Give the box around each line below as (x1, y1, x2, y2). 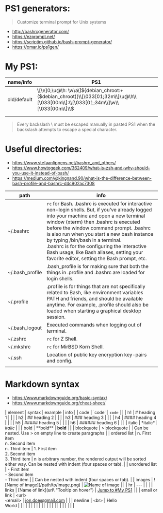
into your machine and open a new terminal (47, 212, 146, 219)
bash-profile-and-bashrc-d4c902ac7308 (12, 180, 95, 186)
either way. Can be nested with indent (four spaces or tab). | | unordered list (5, 461, 157, 467)
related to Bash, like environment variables (47, 289, 144, 296)
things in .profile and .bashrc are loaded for (47, 269, 145, 276)
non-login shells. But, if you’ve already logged (47, 206, 152, 213)
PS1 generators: (5, 3, 70, 14)
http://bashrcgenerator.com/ (12, 28, 69, 34)
